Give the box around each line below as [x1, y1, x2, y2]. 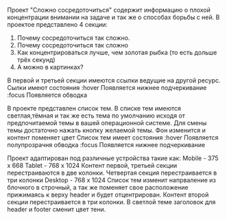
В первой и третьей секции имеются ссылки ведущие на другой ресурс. [7, 76, 221, 85]
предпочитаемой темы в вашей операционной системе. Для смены [7, 119, 207, 126]
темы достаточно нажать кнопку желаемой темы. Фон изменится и [7, 126, 206, 134]
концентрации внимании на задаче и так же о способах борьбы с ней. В [7, 13, 220, 21]
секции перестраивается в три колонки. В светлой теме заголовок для [7, 198, 216, 206]
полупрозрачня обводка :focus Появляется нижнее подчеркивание [7, 141, 206, 148]
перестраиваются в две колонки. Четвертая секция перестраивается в [7, 168, 217, 177]
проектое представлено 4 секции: [7, 21, 108, 28]
